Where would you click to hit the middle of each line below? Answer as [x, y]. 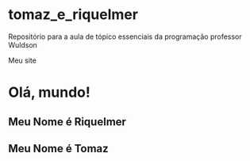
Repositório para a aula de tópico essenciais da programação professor [125, 36]
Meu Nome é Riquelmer [67, 122]
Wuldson [23, 44]
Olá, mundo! [50, 92]
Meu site [23, 60]
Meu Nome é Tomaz [58, 148]
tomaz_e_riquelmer [73, 15]
